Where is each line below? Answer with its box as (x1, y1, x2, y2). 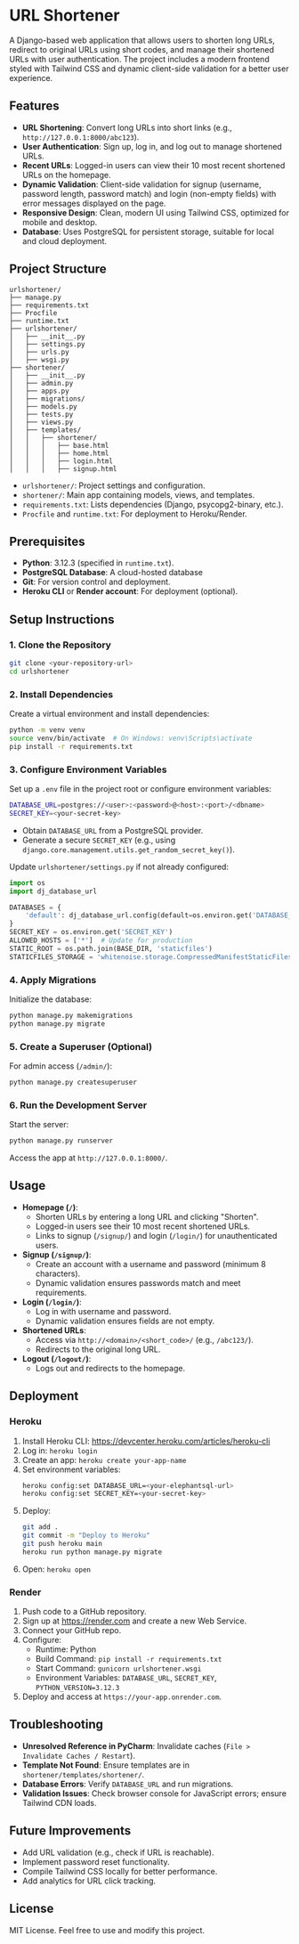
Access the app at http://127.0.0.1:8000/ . (9, 1152, 168, 1163)
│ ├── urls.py (9, 347, 69, 356)
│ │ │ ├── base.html (9, 441, 109, 450)
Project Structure (9, 262, 107, 277)
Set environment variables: (21, 1464, 121, 1475)
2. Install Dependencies (9, 687, 114, 700)
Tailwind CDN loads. (21, 1797, 97, 1808)
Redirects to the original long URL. (35, 1344, 161, 1354)
